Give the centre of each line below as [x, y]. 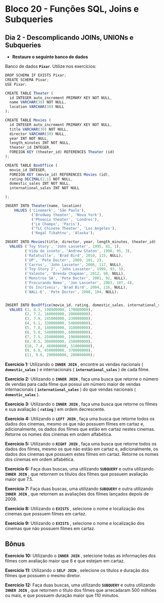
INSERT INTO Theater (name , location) [43, 206]
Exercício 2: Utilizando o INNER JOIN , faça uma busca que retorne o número [82, 379]
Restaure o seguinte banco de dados [50, 57]
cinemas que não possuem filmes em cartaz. [50, 529]
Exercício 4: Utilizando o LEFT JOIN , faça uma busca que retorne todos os [80, 419]
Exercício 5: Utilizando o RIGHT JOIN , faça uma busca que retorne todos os [81, 444]
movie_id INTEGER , [28, 170]
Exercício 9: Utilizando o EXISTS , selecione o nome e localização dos [75, 523]
